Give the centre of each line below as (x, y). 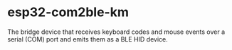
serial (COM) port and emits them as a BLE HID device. (88, 39)
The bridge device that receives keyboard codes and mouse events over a (116, 32)
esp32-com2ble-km (68, 12)
